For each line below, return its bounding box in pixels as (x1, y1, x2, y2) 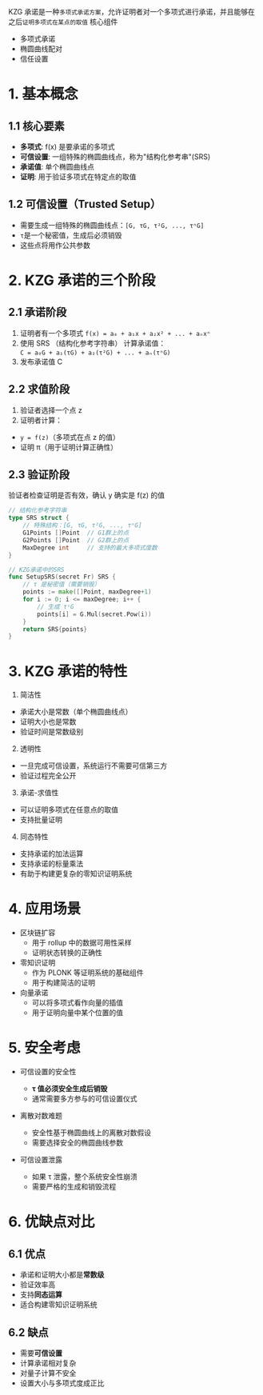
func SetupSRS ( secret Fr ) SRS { (8, 573, 116, 582)
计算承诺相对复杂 (19, 1358, 77, 1368)
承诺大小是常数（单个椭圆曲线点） (19, 707, 133, 717)
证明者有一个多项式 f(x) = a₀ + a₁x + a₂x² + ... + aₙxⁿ (19, 328, 211, 338)
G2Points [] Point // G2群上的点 (22, 536, 130, 544)
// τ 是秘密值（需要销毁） (22, 581, 101, 589)
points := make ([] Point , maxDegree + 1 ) (22, 588, 152, 596)
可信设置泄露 (19, 1155, 62, 1165)
